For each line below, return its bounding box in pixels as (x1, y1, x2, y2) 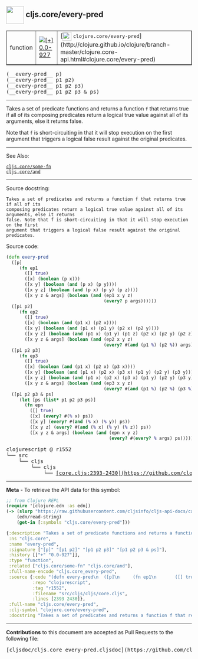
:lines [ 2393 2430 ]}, (32, 596, 85, 602)
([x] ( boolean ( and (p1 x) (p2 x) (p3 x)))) (24, 364, 136, 370)
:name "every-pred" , (8, 541, 60, 547)
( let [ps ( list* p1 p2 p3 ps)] (19, 397, 96, 403)
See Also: (6, 152, 29, 159)
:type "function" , (8, 557, 54, 564)
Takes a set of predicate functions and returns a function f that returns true (6, 105, 189, 112)
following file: (6, 635, 39, 642)
